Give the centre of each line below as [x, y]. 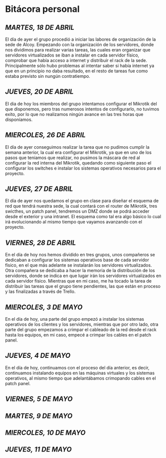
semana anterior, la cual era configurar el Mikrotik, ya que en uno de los [79, 152]
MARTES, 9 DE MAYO [39, 416]
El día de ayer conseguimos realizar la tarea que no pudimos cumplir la [77, 147]
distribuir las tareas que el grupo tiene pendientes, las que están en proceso [83, 286]
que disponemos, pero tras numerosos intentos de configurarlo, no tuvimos [82, 109]
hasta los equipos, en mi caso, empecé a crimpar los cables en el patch [78, 335]
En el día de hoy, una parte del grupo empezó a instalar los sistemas [75, 319]
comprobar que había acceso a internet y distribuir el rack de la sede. [76, 60]
